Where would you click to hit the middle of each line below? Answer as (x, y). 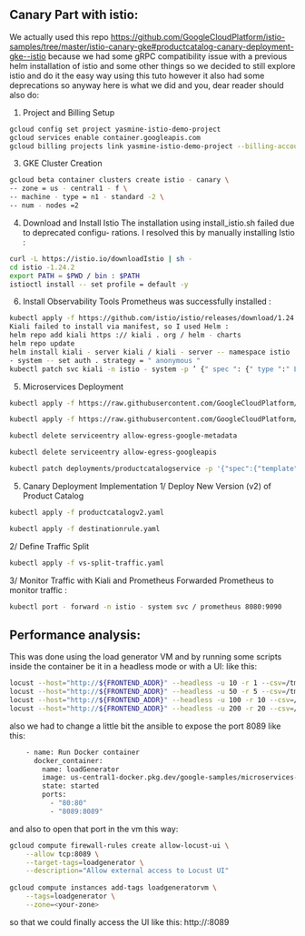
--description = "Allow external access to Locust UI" (128, 871)
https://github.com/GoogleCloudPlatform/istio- (198, 36)
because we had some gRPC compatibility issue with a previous (168, 56)
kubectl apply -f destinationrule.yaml (85, 528)
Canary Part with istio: (74, 15)
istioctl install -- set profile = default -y (99, 284)
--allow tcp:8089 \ (63, 854)
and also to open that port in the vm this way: (94, 829)
